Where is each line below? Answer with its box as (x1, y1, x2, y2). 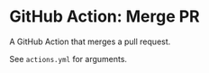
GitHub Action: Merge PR (9, 6, 200, 27)
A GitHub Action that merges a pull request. (9, 36, 171, 47)
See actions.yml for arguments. (9, 53, 128, 64)
